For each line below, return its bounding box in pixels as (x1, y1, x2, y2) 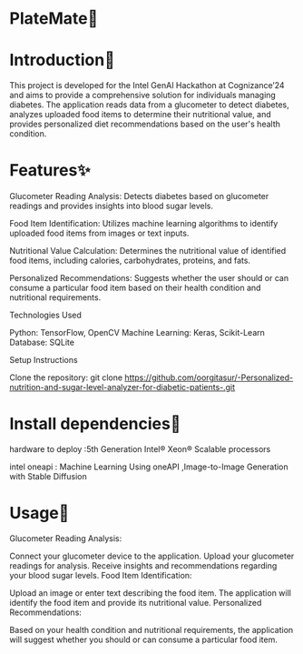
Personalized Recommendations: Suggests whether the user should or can (9, 273, 288, 284)
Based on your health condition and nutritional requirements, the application (9, 624, 294, 635)
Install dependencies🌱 (9, 414, 181, 435)
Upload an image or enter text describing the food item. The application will (9, 587, 292, 599)
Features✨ (9, 160, 91, 181)
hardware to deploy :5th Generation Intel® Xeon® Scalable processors (9, 444, 271, 454)
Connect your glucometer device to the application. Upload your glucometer (9, 550, 295, 561)
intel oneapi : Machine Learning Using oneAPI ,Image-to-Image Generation (9, 461, 288, 472)
